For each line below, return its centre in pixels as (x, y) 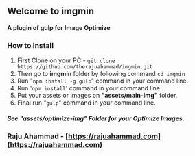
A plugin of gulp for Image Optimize (59, 27)
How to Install (30, 45)
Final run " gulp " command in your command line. (86, 103)
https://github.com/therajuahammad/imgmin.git (85, 67)
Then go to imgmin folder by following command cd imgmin (101, 74)
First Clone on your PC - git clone (66, 60)
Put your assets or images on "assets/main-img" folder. (97, 96)
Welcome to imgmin (51, 11)
